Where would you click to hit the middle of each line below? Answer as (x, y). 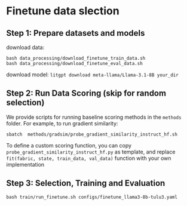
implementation (25, 164)
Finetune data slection (63, 11)
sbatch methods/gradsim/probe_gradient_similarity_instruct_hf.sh (92, 134)
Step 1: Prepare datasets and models (76, 33)
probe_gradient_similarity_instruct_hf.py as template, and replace (91, 152)
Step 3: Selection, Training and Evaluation (86, 183)
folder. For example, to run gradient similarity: (62, 123)
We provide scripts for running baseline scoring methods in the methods (94, 117)
